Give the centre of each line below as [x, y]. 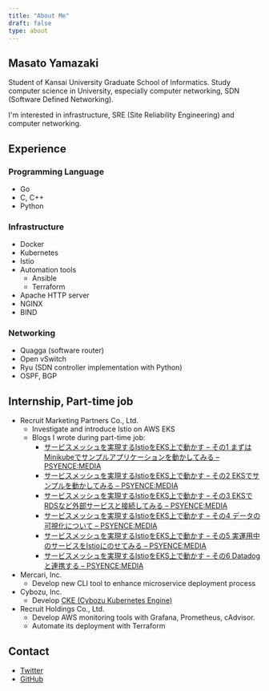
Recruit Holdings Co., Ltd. [62, 609]
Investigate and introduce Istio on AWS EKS [104, 429]
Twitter [32, 671]
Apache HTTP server [54, 295]
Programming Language [56, 172]
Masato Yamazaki [53, 63]
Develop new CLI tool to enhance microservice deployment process [144, 584]
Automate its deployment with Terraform [98, 626]
